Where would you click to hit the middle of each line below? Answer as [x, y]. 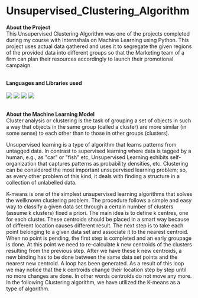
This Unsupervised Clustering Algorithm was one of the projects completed [98, 33]
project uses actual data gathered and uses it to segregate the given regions [99, 46]
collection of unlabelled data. [41, 182]
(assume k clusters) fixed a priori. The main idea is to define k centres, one [97, 213]
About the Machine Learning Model [51, 114]
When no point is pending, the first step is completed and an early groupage [99, 238]
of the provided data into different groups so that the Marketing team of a [95, 52]
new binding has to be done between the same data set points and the [92, 257]
